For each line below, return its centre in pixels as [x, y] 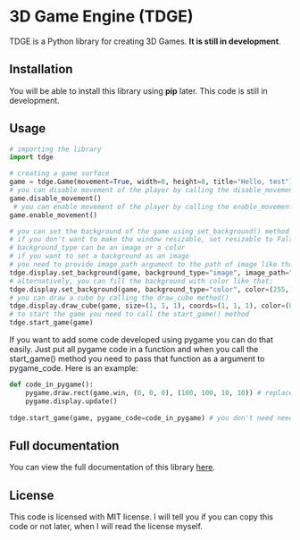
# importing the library [55, 149]
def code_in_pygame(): [51, 385]
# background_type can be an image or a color [97, 248]
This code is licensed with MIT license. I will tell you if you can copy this [142, 517]
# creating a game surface [59, 173]
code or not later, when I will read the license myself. [106, 527]
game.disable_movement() [55, 198]
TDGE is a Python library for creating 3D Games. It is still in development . [145, 41]
